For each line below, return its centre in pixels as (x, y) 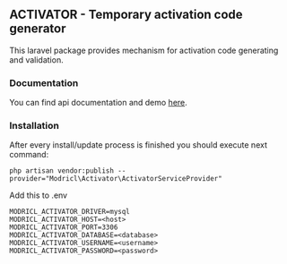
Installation (35, 126)
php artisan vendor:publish (62, 171)
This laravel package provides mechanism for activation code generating (144, 50)
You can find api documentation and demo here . (99, 103)
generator (38, 29)
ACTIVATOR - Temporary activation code (126, 15)
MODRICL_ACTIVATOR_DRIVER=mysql (70, 212)
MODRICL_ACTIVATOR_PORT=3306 (64, 227)
